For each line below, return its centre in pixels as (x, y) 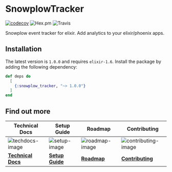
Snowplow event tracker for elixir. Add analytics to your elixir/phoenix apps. (85, 33)
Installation (24, 49)
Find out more (28, 111)
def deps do (18, 76)
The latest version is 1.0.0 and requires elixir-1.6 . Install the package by (83, 61)
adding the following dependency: (41, 67)
